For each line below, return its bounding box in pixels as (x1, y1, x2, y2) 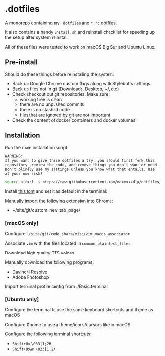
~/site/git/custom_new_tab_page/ (12, 207, 81, 213)
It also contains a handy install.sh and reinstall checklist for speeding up (5, 29, 155, 35)
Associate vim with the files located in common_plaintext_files (5, 240, 131, 246)
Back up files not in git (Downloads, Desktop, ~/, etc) (12, 86, 119, 92)
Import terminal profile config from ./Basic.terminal (5, 283, 108, 289)
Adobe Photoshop (12, 274, 49, 280)
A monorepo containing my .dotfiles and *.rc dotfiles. (5, 20, 117, 25)
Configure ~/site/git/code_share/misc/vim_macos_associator (5, 230, 130, 236)
